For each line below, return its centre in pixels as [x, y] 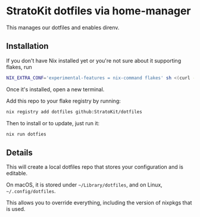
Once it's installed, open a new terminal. [55, 89]
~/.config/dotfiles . [31, 191]
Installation [27, 46]
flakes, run [19, 67]
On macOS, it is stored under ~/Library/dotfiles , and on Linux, [84, 185]
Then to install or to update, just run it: [53, 123]
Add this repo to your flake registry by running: [63, 101]
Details [19, 152]
